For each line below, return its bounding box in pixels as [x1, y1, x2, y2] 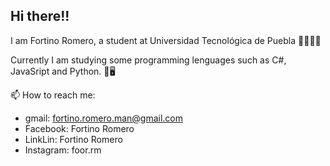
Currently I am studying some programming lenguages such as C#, [10, 54, 287, 66]
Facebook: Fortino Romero [24, 122, 135, 134]
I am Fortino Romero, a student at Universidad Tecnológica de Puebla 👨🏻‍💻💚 [10, 34, 322, 46]
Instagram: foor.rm [24, 144, 102, 156]
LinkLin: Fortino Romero [24, 133, 123, 145]
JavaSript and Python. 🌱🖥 [10, 65, 116, 77]
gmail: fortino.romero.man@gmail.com [24, 112, 184, 124]
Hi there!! [10, 8, 70, 25]
